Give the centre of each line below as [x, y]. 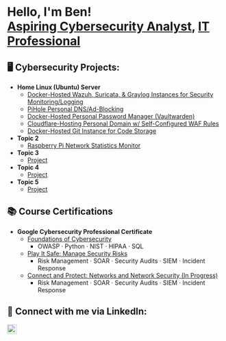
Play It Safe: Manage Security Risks [77, 253]
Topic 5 [28, 182]
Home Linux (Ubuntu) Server [59, 87]
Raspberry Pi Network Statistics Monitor [84, 145]
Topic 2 [28, 138]
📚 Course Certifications [60, 212]
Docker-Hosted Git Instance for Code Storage [92, 131]
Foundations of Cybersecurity [69, 239]
